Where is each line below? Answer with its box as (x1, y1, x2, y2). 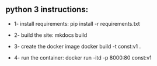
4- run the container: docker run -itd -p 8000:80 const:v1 (13, 54, 152, 61)
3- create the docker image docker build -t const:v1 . (13, 43, 141, 50)
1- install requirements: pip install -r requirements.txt (13, 20, 140, 27)
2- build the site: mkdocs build (13, 32, 88, 39)
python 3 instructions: (5, 5, 89, 15)
